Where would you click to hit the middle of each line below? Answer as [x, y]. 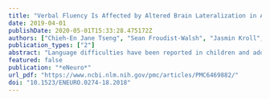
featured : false [35, 61]
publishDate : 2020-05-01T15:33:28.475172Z [80, 30]
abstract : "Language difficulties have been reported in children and [129, 53]
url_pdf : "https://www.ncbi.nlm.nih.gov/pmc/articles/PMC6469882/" [124, 75]
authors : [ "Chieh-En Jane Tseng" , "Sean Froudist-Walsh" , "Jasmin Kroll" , [136, 38]
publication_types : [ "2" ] [51, 46]
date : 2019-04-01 [37, 23]
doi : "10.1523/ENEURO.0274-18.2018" [70, 82]
